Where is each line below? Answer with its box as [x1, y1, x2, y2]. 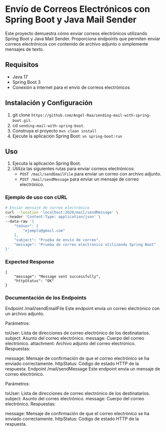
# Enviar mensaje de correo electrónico [5, 205, 90, 210]
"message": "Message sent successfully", [14, 274, 101, 279]
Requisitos [5, 61, 39, 69]
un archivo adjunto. [5, 311, 45, 317]
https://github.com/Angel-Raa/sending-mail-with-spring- [31, 113, 152, 118]
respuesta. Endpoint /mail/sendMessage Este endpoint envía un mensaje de [5, 366, 160, 372]
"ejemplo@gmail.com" [23, 228, 65, 234]
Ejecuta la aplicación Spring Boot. [12, 160, 81, 167]
